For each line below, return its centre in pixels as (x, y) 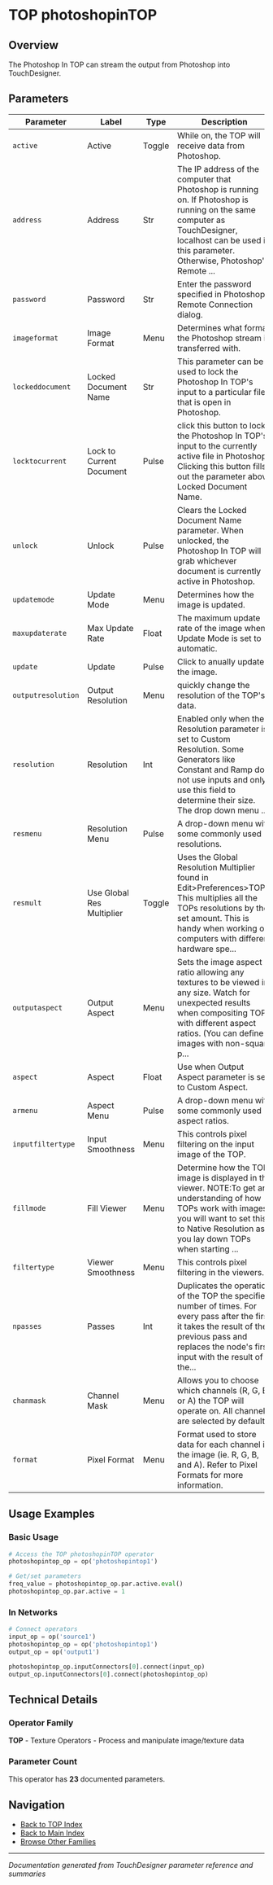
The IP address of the (219, 169)
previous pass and (212, 1336)
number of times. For (217, 1306)
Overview (34, 45)
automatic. (197, 648)
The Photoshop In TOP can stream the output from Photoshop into (119, 64)
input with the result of (220, 1357)
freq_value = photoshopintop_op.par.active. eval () (96, 1584)
